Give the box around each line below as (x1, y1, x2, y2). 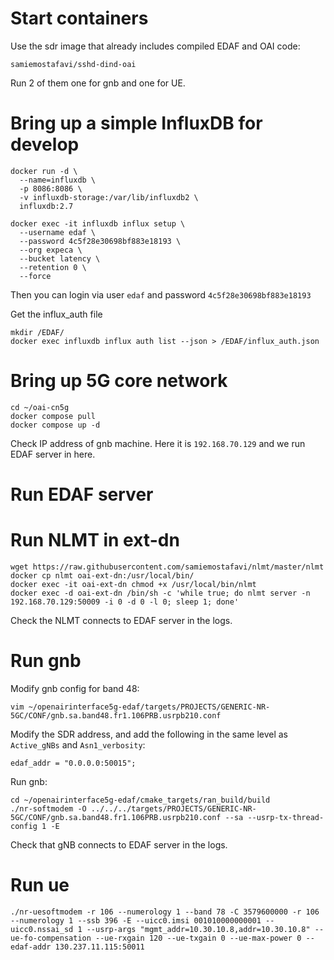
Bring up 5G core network (10, 370, 228, 392)
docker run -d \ (10, 166, 78, 176)
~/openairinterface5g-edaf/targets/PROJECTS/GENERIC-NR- (28, 702, 271, 712)
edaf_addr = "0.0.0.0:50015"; (10, 758, 137, 768)
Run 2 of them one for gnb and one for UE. (10, 77, 186, 89)
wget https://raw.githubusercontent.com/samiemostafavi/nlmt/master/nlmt (10, 562, 325, 572)
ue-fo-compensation (10, 933, 92, 943)
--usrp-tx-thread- (247, 812, 325, 822)
